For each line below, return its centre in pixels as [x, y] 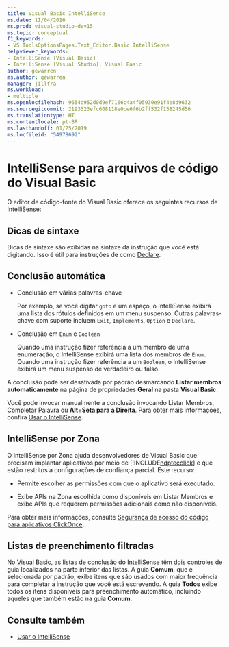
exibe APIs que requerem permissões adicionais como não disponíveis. [117, 504]
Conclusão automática [56, 276]
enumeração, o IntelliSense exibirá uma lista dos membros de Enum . [111, 354]
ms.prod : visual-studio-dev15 [50, 26]
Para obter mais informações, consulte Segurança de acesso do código [108, 517]
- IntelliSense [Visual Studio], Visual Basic [75, 64]
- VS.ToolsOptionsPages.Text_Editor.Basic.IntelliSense [88, 45]
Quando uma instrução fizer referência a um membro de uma [103, 347]
